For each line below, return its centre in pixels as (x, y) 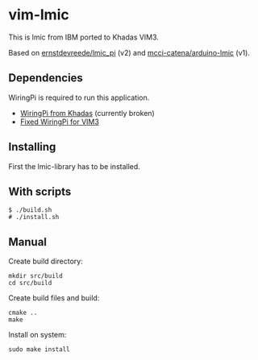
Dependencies (46, 78)
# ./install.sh (34, 217)
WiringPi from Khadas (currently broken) (87, 113)
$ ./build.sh (30, 210)
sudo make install (39, 350)
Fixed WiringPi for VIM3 (59, 122)
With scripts (40, 191)
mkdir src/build (35, 276)
